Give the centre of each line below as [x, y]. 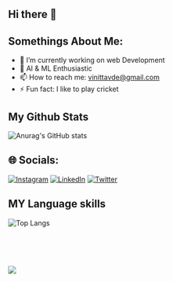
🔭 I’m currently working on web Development [92, 60]
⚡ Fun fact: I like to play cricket [69, 89]
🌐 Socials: [34, 161]
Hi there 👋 [32, 15]
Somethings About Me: [66, 41]
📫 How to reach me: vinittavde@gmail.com [90, 77]
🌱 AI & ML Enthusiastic [56, 68]
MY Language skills [57, 204]
